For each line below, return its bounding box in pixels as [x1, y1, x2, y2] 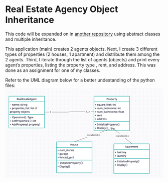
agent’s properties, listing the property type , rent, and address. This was [5, 62, 156, 68]
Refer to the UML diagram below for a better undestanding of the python [5, 77, 155, 83]
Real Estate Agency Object [5, 4, 118, 15]
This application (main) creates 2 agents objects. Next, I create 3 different [5, 46, 158, 52]
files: [5, 82, 16, 88]
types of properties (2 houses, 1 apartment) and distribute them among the [5, 51, 160, 57]
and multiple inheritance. [5, 36, 57, 42]
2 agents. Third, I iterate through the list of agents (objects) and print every [5, 56, 160, 62]
